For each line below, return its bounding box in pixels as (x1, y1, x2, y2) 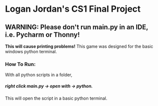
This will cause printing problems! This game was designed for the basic (5, 43, 154, 49)
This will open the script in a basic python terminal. (5, 95, 107, 101)
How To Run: (5, 61, 36, 67)
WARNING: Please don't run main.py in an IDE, (5, 23, 148, 31)
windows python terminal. (5, 49, 57, 54)
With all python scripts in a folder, (5, 72, 73, 78)
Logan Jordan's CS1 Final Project (5, 3, 141, 15)
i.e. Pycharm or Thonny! (5, 30, 80, 39)
